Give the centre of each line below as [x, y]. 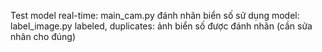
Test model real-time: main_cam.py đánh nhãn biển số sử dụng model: [155, 15]
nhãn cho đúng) [43, 36]
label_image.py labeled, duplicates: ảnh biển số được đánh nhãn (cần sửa [161, 26]
